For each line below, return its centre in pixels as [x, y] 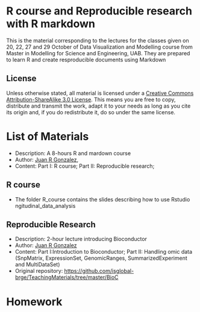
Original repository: [39, 271]
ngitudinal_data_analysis [45, 206]
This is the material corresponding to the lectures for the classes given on [98, 40]
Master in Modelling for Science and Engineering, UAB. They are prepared [98, 53]
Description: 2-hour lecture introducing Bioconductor [81, 239]
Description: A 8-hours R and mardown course [73, 153]
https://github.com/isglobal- [99, 271]
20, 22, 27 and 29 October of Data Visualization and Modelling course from [99, 47]
